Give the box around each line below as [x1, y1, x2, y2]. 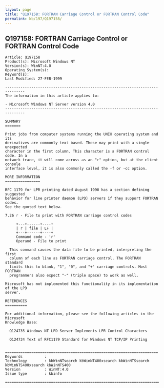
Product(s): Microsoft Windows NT [5, 59, 76, 64]
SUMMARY [5, 119, 21, 124]
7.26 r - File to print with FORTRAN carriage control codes [5, 213, 132, 218]
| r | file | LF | [16, 226, 54, 231]
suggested [5, 192, 25, 197]
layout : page [5, 7, 32, 12]
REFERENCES [5, 299, 27, 303]
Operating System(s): [5, 68, 49, 73]
